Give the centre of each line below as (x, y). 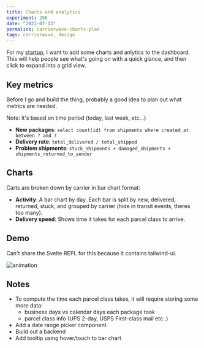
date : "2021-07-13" (31, 23)
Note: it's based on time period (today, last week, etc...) (76, 118)
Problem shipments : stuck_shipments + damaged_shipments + (93, 148)
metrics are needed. (32, 106)
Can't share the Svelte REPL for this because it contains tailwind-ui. (91, 253)
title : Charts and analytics (43, 12)
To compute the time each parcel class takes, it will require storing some (107, 299)
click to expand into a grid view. (46, 66)
